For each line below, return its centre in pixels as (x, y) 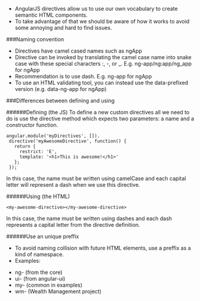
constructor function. (32, 125)
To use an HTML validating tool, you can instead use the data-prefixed (101, 83)
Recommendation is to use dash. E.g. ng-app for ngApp (83, 76)
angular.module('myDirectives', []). (53, 136)
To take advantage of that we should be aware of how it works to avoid (102, 21)
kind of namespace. (39, 254)
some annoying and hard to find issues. (63, 28)
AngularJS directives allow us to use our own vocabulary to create (96, 9)
